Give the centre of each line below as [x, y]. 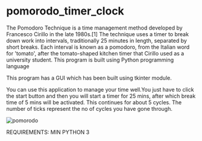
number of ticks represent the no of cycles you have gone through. [90, 108]
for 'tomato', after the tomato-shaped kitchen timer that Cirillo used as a [95, 53]
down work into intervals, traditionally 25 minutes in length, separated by [96, 40]
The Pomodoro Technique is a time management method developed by [94, 28]
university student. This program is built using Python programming [90, 60]
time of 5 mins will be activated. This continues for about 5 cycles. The [94, 102]
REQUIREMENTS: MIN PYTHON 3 [48, 132]
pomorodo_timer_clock [65, 11]
